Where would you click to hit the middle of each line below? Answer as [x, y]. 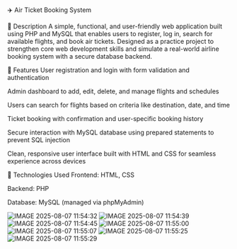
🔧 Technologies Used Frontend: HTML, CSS [71, 175]
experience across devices [47, 161]
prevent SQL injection [39, 140]
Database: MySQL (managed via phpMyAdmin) [76, 202]
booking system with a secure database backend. [80, 56]
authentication [28, 77]
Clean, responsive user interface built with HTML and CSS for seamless [112, 154]
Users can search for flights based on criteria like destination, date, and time [118, 105]
